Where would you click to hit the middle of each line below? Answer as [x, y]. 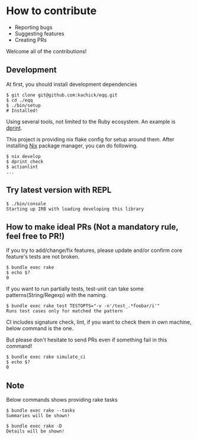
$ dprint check [25, 162]
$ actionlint [22, 167]
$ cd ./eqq [20, 100]
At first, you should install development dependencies [72, 84]
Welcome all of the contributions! [46, 51]
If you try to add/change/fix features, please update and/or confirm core [94, 250]
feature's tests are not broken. [43, 257]
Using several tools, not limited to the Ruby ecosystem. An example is [91, 121]
